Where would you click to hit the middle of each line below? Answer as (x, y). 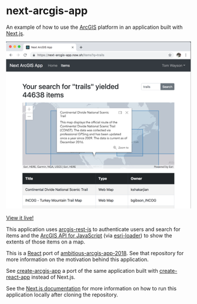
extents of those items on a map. (46, 242)
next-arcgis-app (47, 11)
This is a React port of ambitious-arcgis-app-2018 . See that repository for (95, 253)
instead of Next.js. (53, 277)
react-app (18, 277)
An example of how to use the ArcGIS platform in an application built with (94, 27)
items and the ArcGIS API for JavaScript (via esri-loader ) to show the (89, 236)
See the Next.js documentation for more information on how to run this (91, 289)
